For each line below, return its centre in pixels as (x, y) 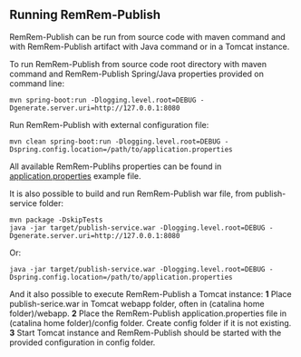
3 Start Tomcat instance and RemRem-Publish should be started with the (146, 332)
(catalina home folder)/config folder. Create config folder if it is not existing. (150, 322)
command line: (37, 83)
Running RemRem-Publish (85, 15)
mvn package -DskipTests (56, 220)
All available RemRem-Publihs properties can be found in (116, 166)
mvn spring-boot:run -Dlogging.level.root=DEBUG (103, 100)
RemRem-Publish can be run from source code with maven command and (147, 36)
